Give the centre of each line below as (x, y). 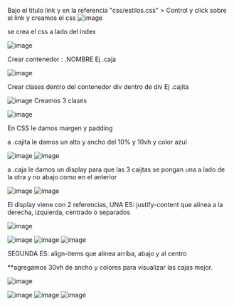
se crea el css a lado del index (52, 32)
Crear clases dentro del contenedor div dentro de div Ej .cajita (98, 87)
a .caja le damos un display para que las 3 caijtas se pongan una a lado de (116, 169)
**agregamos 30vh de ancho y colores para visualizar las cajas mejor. (110, 267)
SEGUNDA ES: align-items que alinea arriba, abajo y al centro (97, 253)
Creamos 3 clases (61, 100)
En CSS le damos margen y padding (60, 128)
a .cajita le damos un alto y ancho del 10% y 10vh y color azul (97, 142)
